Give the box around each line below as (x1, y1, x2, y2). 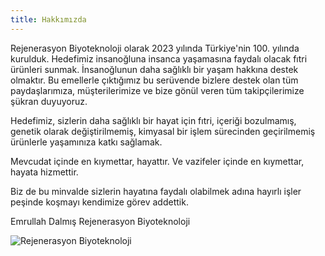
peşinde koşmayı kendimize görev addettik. (10, 196, 189, 208)
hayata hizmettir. (10, 166, 79, 178)
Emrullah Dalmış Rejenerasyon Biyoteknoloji (10, 215, 191, 227)
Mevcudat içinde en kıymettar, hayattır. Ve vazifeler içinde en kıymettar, (10, 155, 305, 167)
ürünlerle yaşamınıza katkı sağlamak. (10, 136, 163, 148)
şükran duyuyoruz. (10, 95, 88, 107)
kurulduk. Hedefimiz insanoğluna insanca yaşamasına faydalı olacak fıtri (10, 52, 308, 65)
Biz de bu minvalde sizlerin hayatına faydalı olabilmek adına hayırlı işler (10, 185, 302, 197)
